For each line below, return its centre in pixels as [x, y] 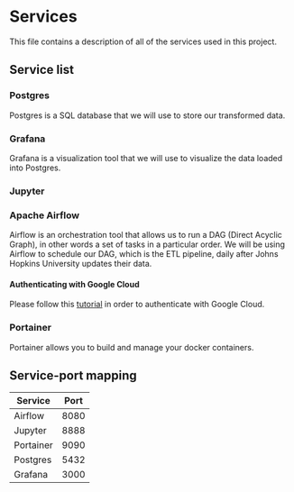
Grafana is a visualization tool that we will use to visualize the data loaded [146, 158]
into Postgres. [35, 168]
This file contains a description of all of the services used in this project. [143, 41]
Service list [42, 70]
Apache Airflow [44, 215]
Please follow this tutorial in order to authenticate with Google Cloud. [137, 305]
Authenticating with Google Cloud [74, 284]
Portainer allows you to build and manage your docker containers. [132, 347]
